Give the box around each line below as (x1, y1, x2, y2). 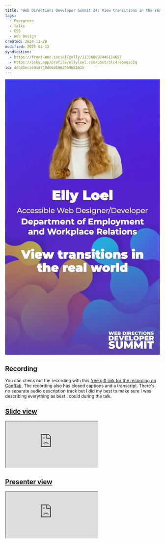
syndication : (5, 49, 32, 54)
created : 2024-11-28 (5, 39, 48, 44)
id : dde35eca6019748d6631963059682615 (5, 65, 84, 70)
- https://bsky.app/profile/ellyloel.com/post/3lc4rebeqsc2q (9, 60, 137, 65)
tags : (5, 13, 16, 18)
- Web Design (9, 34, 36, 39)
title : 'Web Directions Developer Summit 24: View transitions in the (5, 8, 153, 13)
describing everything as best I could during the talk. (5, 393, 112, 399)
